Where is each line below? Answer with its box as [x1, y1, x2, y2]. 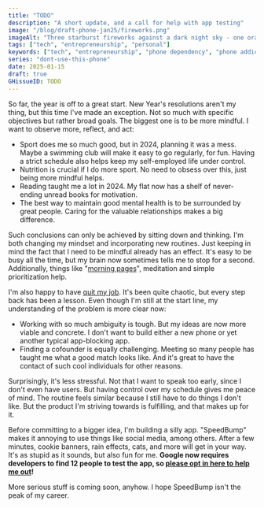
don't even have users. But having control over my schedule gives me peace [8, 384, 256, 394]
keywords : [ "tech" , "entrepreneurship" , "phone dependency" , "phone [8, 48, 237, 56]
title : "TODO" [8, 11, 55, 20]
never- [212, 181, 234, 191]
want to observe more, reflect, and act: [8, 124, 135, 134]
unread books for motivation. [43, 190, 137, 199]
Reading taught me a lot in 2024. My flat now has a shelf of [19, 181, 211, 191]
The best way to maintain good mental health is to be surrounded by [19, 198, 241, 207]
